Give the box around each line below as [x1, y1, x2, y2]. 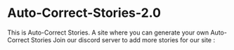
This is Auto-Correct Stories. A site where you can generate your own [7, 28, 209, 37]
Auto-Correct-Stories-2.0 [7, 5, 162, 21]
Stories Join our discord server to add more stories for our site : [30, 35, 216, 44]
